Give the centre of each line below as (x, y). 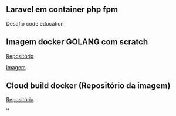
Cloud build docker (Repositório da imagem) (88, 86)
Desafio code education (35, 23)
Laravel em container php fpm (62, 10)
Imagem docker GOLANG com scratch (77, 42)
